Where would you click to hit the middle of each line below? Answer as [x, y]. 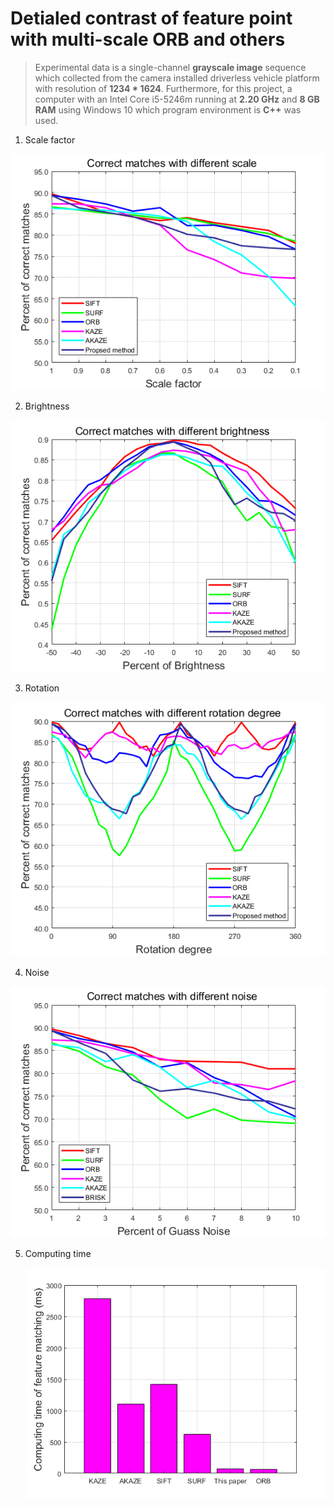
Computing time [58, 1253]
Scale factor [50, 139]
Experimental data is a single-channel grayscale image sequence [170, 67]
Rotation [42, 688]
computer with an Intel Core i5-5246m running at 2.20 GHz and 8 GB [177, 99]
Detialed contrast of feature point [151, 18]
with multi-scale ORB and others [148, 39]
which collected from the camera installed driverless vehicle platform [177, 78]
